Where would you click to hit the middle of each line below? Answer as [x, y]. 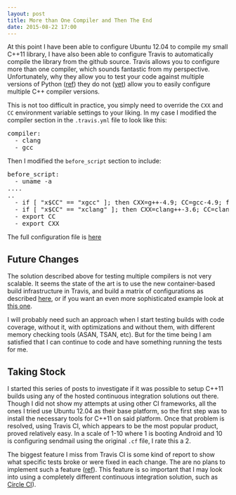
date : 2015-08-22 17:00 [42, 27]
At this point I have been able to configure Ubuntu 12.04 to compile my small [118, 47]
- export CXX [37, 224]
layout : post [26, 14]
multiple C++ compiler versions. [54, 91]
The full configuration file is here [54, 237]
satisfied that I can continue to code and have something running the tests [115, 342]
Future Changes [43, 259]
